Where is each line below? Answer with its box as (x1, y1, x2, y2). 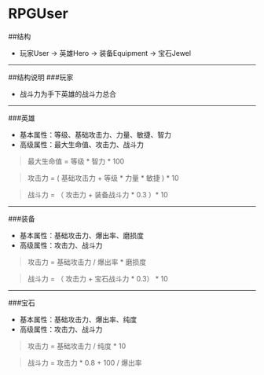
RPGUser (8, 5, 68, 23)
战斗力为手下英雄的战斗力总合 (19, 89, 116, 98)
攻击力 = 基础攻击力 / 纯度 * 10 (27, 341, 126, 351)
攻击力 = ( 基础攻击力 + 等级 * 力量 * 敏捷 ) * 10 (27, 173, 179, 182)
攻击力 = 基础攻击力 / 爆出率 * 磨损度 (27, 257, 147, 267)
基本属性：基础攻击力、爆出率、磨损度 (19, 230, 144, 240)
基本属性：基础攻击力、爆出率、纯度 (19, 314, 137, 324)
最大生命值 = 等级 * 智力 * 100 (27, 156, 125, 166)
